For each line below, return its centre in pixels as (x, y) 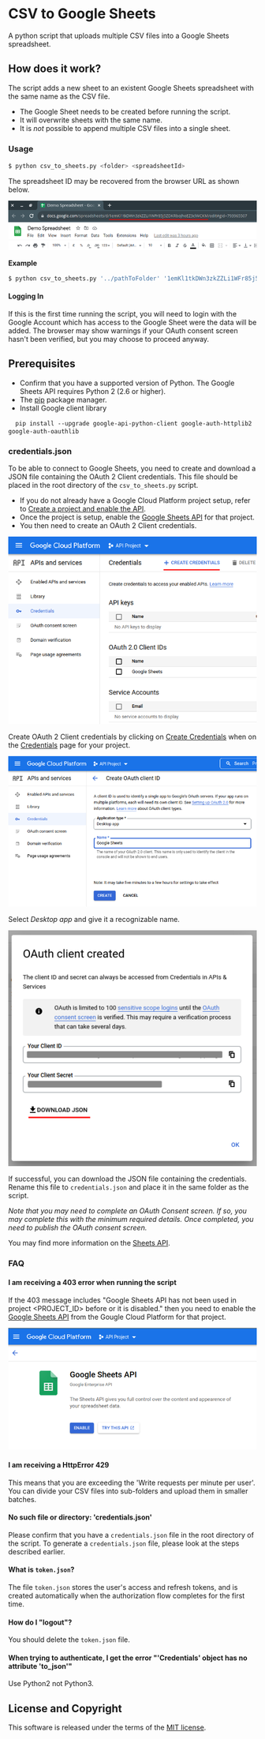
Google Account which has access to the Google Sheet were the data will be (132, 322)
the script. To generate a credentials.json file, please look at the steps (124, 1543)
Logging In (26, 296)
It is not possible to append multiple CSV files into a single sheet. (125, 128)
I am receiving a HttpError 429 (59, 1465)
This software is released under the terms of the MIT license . (107, 1728)
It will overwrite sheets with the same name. (91, 120)
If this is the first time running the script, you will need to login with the (123, 313)
